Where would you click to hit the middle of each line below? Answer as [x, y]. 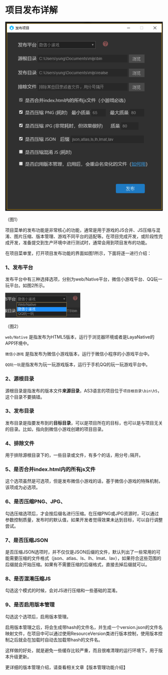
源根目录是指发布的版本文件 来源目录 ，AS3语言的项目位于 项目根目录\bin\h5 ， [83, 390]
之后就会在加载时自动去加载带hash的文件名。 [56, 639]
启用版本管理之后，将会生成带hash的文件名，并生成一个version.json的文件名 [84, 627]
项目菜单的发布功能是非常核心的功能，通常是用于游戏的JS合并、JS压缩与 [80, 230]
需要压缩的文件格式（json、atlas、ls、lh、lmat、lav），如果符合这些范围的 [85, 558]
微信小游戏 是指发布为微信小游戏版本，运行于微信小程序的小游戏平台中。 [79, 354]
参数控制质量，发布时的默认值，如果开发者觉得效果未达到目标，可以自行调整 [84, 519]
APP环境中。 [18, 343]
